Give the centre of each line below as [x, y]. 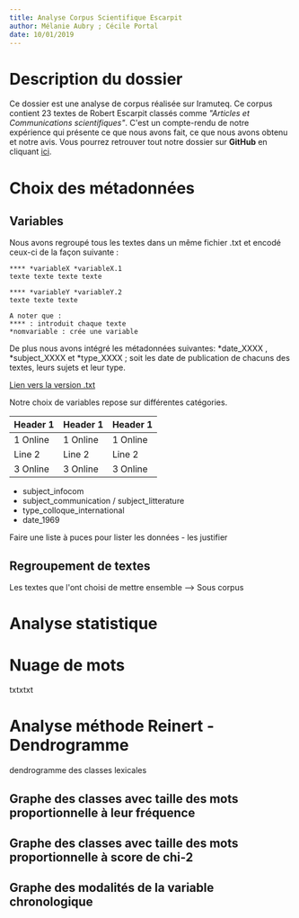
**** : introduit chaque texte [68, 324]
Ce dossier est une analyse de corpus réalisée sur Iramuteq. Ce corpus [141, 103]
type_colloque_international [73, 510]
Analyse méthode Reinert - [112, 726]
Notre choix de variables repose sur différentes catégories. [119, 402]
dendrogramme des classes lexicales [78, 770]
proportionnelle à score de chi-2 [101, 857]
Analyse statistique [84, 624]
